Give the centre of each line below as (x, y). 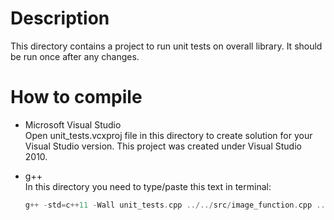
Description (60, 18)
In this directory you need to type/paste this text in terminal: (148, 186)
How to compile (76, 97)
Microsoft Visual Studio (73, 124)
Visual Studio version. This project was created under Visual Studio (163, 146)
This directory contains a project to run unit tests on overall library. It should (166, 46)
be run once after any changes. (75, 56)
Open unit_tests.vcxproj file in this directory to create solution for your (168, 135)
